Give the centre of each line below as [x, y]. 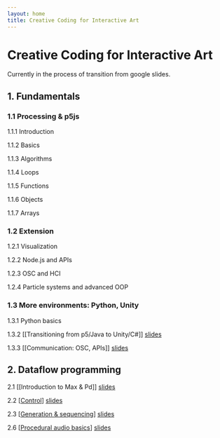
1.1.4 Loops [23, 172]
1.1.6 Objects [25, 200]
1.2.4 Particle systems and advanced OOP [68, 287]
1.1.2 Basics [23, 145]
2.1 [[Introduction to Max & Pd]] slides [61, 387]
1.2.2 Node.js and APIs [40, 260]
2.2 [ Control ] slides [35, 400]
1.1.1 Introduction [31, 132]
